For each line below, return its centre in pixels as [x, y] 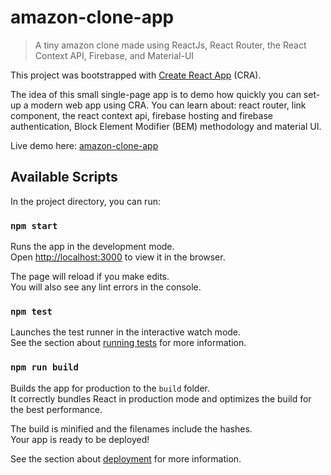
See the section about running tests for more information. [128, 343]
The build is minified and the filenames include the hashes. [131, 428]
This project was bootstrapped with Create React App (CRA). [136, 75]
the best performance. [56, 409]
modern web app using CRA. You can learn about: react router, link [168, 105]
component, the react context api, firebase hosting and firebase [141, 115]
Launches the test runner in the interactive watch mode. [126, 332]
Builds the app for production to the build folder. [110, 388]
